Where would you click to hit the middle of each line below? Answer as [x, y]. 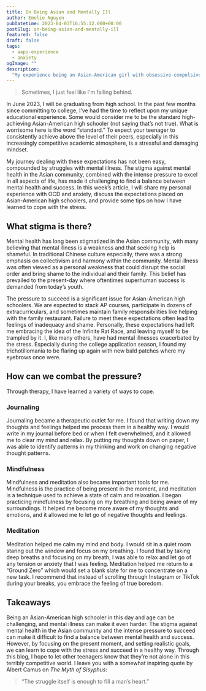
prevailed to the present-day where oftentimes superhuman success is [96, 280]
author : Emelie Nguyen [35, 18]
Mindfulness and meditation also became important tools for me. [88, 483]
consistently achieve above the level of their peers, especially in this [93, 137]
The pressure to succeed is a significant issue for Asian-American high [96, 299]
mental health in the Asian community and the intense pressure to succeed [101, 630]
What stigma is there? [49, 227]
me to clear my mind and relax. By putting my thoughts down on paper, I [97, 440]
